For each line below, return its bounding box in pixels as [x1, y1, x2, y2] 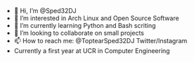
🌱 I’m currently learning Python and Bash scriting [13, 22, 156, 29]
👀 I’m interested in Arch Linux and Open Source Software [13, 14, 179, 22]
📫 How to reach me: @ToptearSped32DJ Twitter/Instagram [13, 37, 188, 45]
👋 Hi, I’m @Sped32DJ [13, 7, 77, 15]
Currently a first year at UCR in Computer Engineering [13, 47, 170, 55]
